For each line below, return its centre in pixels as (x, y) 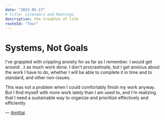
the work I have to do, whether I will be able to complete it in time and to (79, 72)
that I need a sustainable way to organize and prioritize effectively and (77, 98)
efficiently (15, 103)
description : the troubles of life (42, 19)
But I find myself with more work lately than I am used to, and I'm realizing (81, 93)
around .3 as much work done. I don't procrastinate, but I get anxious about (82, 67)
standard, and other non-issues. (38, 78)
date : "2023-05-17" (25, 10)
